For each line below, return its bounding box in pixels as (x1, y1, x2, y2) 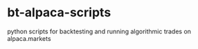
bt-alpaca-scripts (7, 5, 111, 20)
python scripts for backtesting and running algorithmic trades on (7, 27, 192, 35)
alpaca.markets (7, 34, 51, 42)
